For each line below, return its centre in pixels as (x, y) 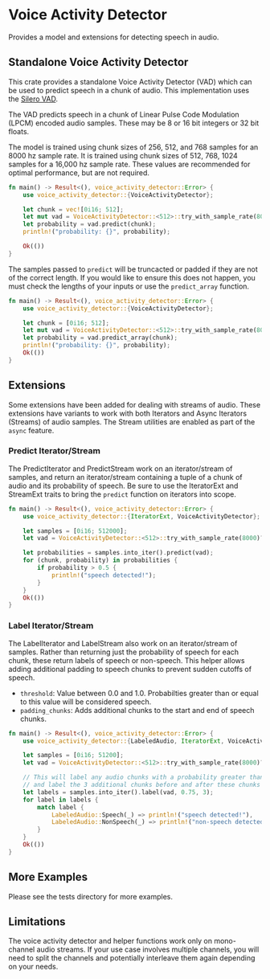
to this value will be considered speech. (86, 702)
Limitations (37, 922)
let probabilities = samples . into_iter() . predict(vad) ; (119, 553)
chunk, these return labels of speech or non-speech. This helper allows (127, 660)
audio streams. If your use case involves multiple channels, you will (148, 949)
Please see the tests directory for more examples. (90, 896)
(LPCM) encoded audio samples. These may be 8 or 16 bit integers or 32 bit (134, 123)
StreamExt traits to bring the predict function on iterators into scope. (123, 494)
